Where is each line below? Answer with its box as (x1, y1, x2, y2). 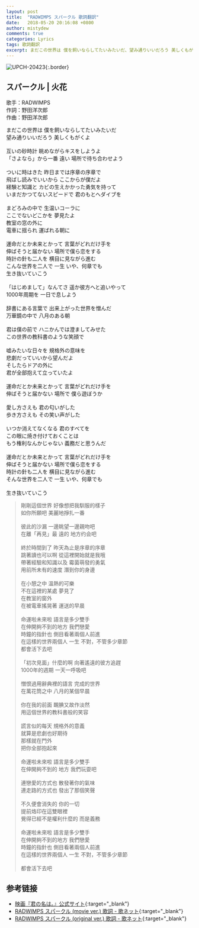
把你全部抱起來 (20, 744, 57, 752)
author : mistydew (6, 25, 49, 31)
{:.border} (45, 63, 69, 70)
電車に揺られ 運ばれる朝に (6, 226, 70, 234)
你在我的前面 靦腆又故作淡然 (20, 701, 90, 708)
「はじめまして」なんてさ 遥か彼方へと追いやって (6, 283, 126, 291)
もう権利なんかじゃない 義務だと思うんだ (6, 439, 107, 447)
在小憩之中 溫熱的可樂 (20, 579, 75, 587)
